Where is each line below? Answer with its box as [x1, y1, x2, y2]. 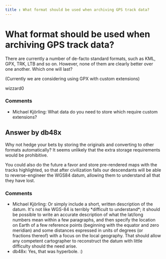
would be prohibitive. [5, 152, 48, 158]
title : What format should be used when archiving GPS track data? [5, 7, 150, 12]
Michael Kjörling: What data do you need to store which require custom [12, 108, 158, 114]
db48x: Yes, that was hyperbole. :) [12, 248, 83, 254]
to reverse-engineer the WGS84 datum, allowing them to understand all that [5, 172, 160, 178]
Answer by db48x [5, 128, 62, 137]
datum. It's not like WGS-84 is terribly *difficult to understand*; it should [12, 206, 160, 212]
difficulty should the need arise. [12, 243, 78, 249]
